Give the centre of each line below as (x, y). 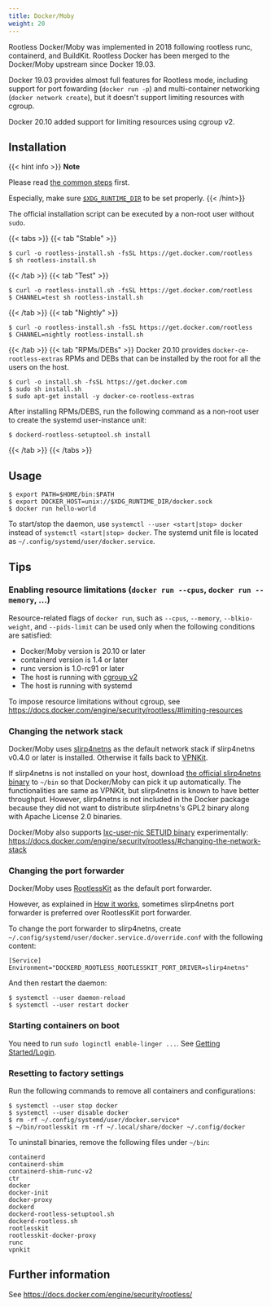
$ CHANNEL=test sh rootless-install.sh (76, 298)
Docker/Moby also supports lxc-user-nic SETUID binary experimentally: (129, 832)
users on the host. (39, 367)
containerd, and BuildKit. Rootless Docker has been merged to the (119, 55)
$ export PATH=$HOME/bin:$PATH (61, 495)
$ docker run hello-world (52, 509)
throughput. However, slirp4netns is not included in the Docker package (129, 800)
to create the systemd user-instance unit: (77, 420)
